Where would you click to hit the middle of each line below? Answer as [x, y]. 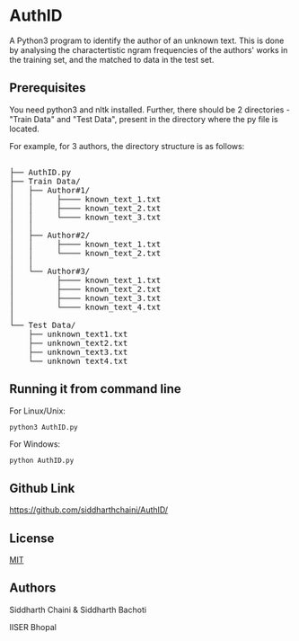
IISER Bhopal [33, 627]
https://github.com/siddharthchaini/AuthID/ [89, 510]
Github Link [42, 488]
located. [24, 129]
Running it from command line [95, 389]
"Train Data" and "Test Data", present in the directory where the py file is [144, 119]
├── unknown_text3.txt [78, 352]
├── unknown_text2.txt [78, 343]
